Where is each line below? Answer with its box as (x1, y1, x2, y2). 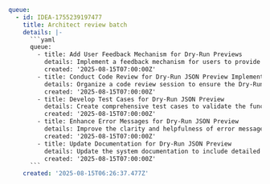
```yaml (29, 35, 56, 44)
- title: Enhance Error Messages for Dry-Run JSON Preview (37, 118, 239, 126)
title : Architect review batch (22, 21, 128, 29)
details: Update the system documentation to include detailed (43, 147, 261, 155)
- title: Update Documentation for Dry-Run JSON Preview (37, 139, 231, 148)
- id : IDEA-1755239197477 (15, 13, 103, 22)
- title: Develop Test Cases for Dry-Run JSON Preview (37, 95, 225, 103)
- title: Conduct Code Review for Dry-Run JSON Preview (37, 73, 228, 81)
